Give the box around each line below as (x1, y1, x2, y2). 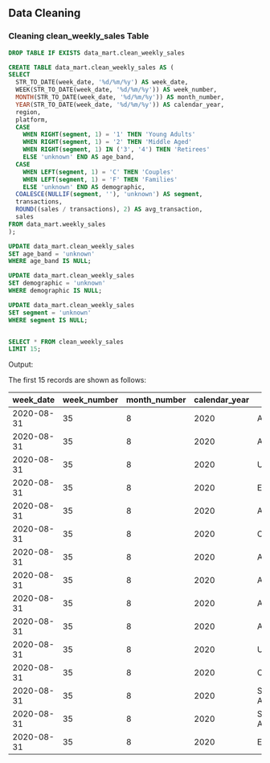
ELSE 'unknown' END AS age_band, (22, 153, 135, 162)
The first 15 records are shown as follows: (8, 375, 147, 385)
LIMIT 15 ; (8, 345, 42, 353)
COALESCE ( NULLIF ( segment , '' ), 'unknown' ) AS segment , (15, 191, 203, 199)
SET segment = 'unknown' (8, 309, 92, 317)
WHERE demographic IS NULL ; (8, 287, 103, 295)
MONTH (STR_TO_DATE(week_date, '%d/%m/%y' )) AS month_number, (15, 93, 225, 101)
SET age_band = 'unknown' (8, 249, 95, 258)
